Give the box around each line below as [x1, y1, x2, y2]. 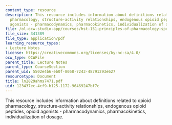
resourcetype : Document [5, 74, 56, 79]
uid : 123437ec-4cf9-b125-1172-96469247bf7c [5, 83, 100, 88]
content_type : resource [5, 7, 56, 13]
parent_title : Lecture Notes [5, 60, 68, 65]
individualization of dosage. [5, 113, 64, 120]
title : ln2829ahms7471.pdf [5, 79, 63, 84]
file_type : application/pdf [5, 36, 66, 41]
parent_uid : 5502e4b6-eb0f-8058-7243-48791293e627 [5, 69, 116, 74]
